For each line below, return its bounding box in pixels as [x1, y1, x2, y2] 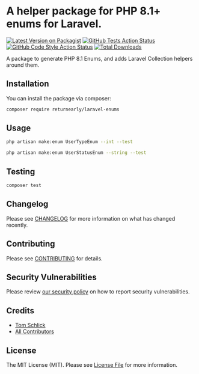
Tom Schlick [14, 322, 46, 329]
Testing [6, 167, 35, 177]
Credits [6, 305, 35, 316]
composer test [6, 182, 42, 188]
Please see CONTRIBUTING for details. [6, 254, 103, 262]
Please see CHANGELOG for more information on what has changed [6, 215, 176, 222]
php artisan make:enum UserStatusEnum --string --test [6, 150, 147, 156]
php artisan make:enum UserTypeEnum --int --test [6, 139, 133, 145]
